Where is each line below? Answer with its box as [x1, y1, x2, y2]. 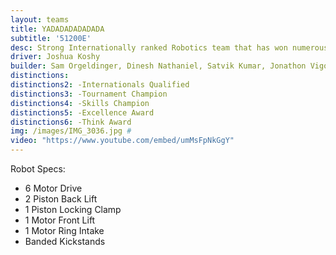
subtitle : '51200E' [10, 33, 92, 43]
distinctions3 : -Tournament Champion [10, 89, 168, 99]
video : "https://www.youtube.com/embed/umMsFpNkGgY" [10, 136, 235, 146]
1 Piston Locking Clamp [24, 204, 122, 215]
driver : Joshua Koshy [10, 52, 101, 62]
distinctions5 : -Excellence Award [10, 107, 155, 118]
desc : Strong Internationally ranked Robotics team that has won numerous [10, 42, 329, 53]
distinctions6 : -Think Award [10, 117, 132, 127]
